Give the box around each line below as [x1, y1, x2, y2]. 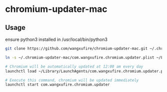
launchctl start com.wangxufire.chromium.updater [5, 82, 110, 88]
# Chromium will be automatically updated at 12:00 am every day [5, 64, 143, 69]
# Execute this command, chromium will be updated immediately [5, 78, 139, 83]
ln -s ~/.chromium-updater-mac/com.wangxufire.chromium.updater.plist [5, 55, 155, 60]
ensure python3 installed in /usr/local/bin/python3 [5, 36, 108, 42]
